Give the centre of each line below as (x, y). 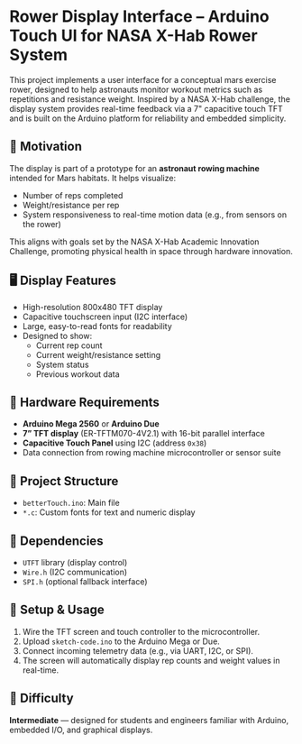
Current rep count (69, 345)
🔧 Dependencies (56, 541)
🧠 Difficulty (41, 698)
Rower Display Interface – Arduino (140, 17)
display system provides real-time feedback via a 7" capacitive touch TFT (146, 108)
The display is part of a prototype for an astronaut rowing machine (134, 168)
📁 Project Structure (64, 481)
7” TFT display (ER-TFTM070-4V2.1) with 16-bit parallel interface (144, 434)
